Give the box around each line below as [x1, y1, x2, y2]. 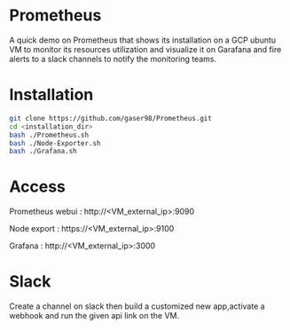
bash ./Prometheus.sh [9, 130, 90, 139]
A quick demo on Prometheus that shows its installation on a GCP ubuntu [9, 35, 277, 45]
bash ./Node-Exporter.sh [9, 138, 101, 147]
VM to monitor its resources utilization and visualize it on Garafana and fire [9, 43, 282, 54]
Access [9, 177, 67, 197]
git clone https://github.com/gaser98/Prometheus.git [9, 114, 213, 122]
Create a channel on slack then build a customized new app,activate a [9, 301, 265, 311]
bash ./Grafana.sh [9, 147, 77, 156]
